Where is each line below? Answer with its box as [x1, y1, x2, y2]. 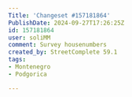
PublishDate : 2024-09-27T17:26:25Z [8, 19, 125, 27]
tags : [8, 56, 26, 64]
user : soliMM [8, 33, 51, 42]
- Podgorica [8, 70, 47, 78]
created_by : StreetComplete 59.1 [8, 48, 118, 56]
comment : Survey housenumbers [8, 41, 108, 49]
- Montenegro [8, 63, 51, 71]
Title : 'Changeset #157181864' [8, 11, 111, 20]
